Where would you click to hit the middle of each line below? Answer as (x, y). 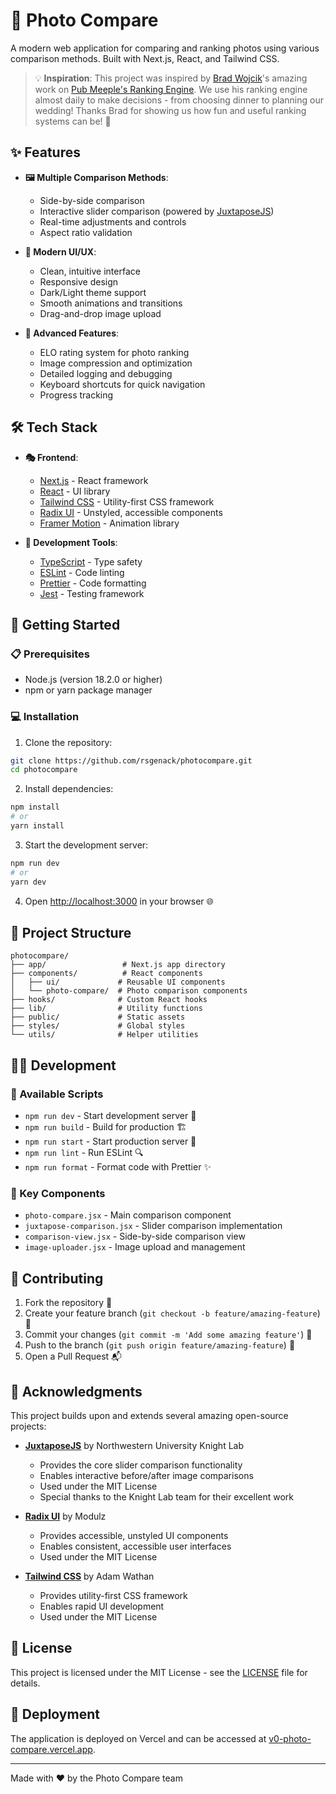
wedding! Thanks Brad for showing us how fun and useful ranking (170, 110)
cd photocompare (44, 770)
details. (25, 1683)
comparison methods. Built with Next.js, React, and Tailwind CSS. (145, 58)
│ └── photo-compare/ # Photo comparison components (129, 991)
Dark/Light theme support (93, 292)
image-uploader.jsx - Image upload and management (135, 1247)
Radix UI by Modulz (65, 1516)
